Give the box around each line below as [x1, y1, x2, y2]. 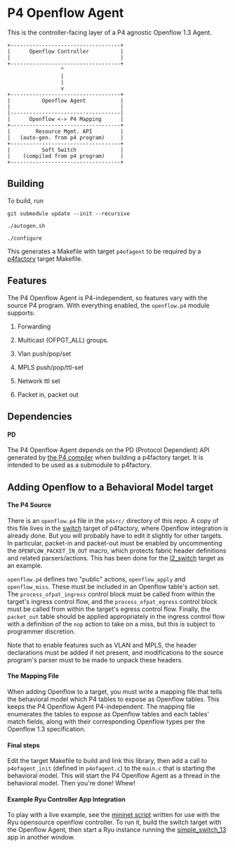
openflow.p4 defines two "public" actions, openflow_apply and [7, 574, 186, 583]
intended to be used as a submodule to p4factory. [7, 461, 152, 469]
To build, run [7, 196, 44, 205]
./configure [7, 234, 42, 242]
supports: [7, 308, 35, 317]
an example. [7, 561, 43, 570]
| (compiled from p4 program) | [7, 153, 124, 160]
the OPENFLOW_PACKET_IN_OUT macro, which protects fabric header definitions [7, 546, 227, 555]
